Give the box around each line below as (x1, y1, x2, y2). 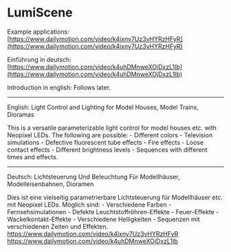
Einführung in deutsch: (7, 55, 71, 63)
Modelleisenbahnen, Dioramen (7, 180, 94, 188)
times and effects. (7, 152, 58, 161)
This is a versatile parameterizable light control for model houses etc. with (7, 124, 217, 132)
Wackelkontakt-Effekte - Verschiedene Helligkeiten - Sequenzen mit (7, 215, 201, 223)
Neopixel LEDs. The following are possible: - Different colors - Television (7, 130, 213, 139)
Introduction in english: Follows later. (7, 83, 111, 91)
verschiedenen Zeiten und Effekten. (7, 222, 109, 231)
